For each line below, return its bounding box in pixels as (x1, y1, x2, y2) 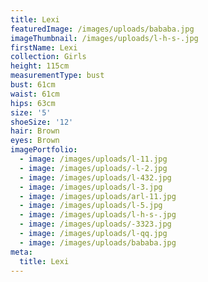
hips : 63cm (10, 98, 56, 108)
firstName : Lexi (10, 42, 78, 53)
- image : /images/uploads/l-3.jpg (19, 182, 163, 192)
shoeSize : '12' (10, 117, 74, 127)
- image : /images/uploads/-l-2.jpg (19, 163, 168, 173)
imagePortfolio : (10, 145, 78, 155)
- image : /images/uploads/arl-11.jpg (19, 191, 177, 201)
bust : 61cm (10, 80, 56, 90)
